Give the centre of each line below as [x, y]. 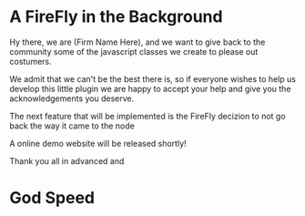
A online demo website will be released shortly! [98, 143]
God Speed [52, 198]
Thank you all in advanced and [67, 160]
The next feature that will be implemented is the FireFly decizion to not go [147, 116]
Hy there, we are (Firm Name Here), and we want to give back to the [137, 42]
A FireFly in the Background [116, 17]
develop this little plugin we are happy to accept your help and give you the [150, 88]
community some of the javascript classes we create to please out [134, 51]
